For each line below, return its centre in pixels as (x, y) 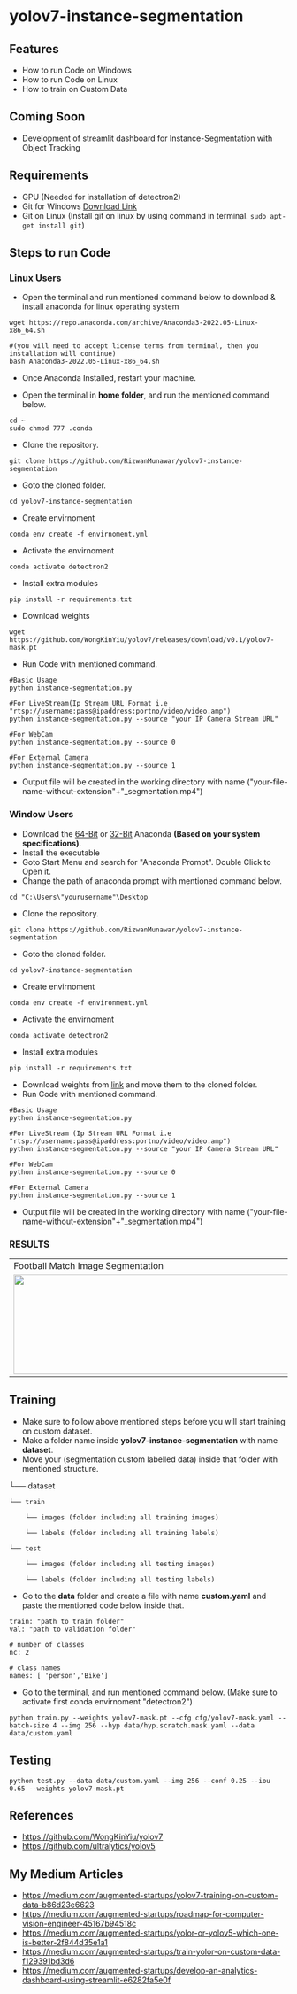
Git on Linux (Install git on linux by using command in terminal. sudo (144, 215)
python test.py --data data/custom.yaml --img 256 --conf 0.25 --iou (140, 1781)
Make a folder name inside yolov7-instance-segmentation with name (150, 1440)
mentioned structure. (60, 1468)
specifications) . (52, 843)
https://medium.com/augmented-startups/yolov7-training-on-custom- (150, 1896)
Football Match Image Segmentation (89, 1265)
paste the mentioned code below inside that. (103, 1605)
